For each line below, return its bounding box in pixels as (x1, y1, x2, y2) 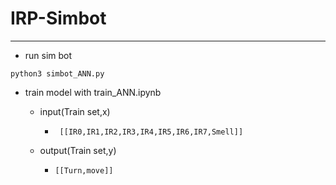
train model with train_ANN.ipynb (24, 86, 162, 98)
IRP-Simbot (10, 7, 107, 30)
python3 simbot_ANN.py (10, 68, 105, 79)
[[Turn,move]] (54, 165, 114, 176)
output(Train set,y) (39, 144, 117, 156)
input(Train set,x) (39, 105, 111, 117)
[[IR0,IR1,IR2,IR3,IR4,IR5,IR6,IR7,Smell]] (59, 127, 244, 137)
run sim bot (24, 49, 73, 61)
